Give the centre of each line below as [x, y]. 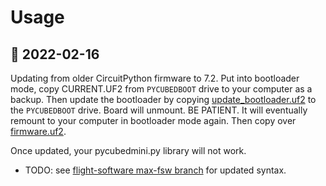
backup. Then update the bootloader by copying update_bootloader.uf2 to [163, 99]
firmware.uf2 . [38, 131]
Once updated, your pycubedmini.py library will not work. [128, 150]
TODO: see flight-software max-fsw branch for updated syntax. [155, 170]
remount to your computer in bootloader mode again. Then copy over [153, 120]
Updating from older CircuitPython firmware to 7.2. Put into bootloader [155, 78]
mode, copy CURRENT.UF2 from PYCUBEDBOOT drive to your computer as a [161, 89]
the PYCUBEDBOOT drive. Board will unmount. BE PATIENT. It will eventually [159, 110]
